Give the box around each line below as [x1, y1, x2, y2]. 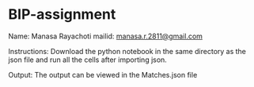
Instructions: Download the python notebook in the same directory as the [8, 46, 247, 56]
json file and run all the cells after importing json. [8, 55, 168, 64]
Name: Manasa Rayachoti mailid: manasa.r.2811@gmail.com [8, 31, 203, 41]
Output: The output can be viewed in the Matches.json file [8, 70, 198, 79]
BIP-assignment [8, 5, 116, 24]
